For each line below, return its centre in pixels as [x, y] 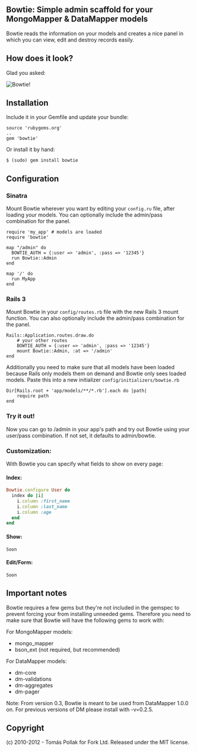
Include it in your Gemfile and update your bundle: [67, 117]
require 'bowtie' [28, 237]
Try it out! [20, 416]
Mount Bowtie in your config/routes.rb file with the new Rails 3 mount [93, 312]
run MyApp [23, 279]
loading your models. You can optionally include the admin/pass [85, 215]
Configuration [33, 179]
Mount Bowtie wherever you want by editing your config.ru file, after [90, 209]
